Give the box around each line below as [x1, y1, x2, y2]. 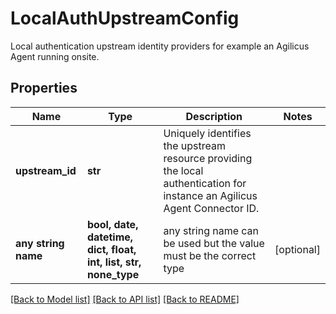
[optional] [274, 242, 321, 256]
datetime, [86, 230, 134, 244]
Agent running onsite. [10, 50, 100, 62]
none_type [86, 267, 140, 281]
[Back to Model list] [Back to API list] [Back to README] [10, 293, 240, 305]
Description [185, 109, 243, 123]
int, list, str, [86, 255, 142, 269]
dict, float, [86, 242, 137, 256]
